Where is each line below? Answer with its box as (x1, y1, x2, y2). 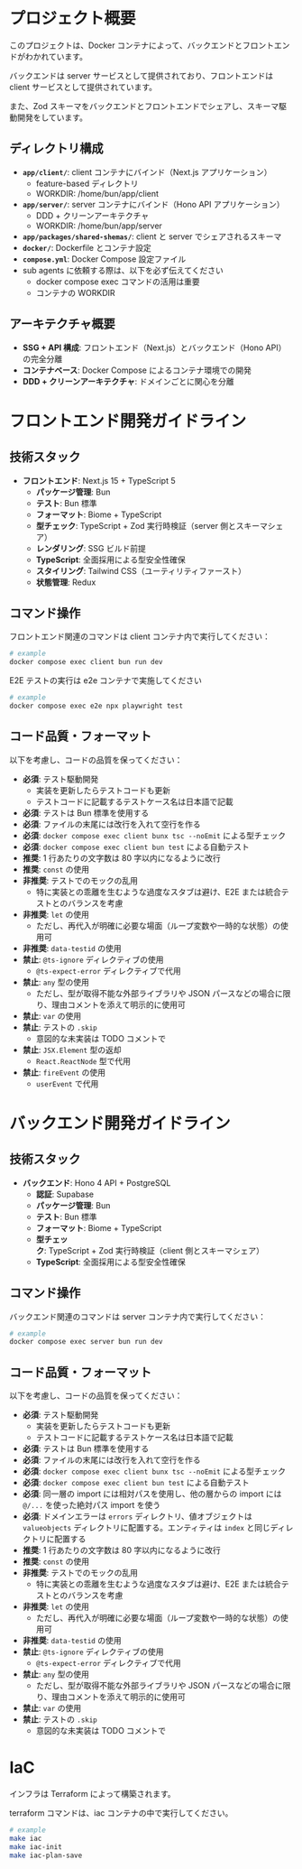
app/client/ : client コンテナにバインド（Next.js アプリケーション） (22, 166, 272, 177)
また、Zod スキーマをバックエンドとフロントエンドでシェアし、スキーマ (9, 100, 279, 111)
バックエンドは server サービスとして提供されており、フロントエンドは (9, 69, 274, 81)
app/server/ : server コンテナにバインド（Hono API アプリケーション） (22, 199, 285, 209)
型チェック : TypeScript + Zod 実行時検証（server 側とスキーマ (35, 520, 269, 531)
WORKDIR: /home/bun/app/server (35, 220, 162, 231)
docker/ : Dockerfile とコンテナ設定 (22, 242, 151, 253)
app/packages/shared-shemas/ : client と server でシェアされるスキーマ (22, 231, 282, 242)
